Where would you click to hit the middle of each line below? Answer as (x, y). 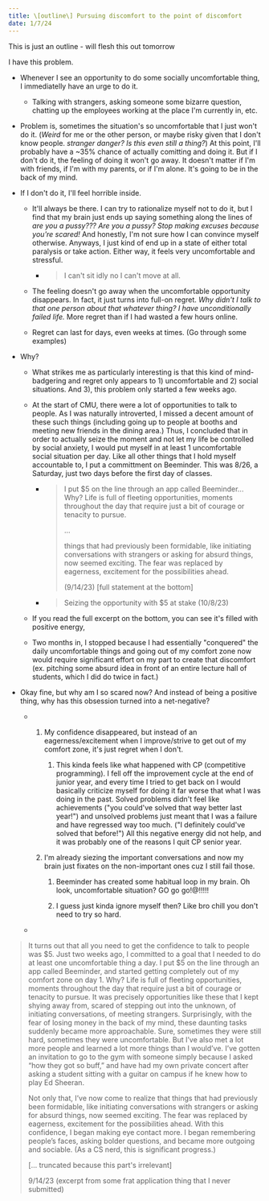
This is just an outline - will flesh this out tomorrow (92, 46)
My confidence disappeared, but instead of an (120, 732)
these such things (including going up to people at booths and (135, 422)
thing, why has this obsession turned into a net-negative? (115, 701)
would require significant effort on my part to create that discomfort (144, 659)
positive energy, (59, 627)
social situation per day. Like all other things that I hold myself (134, 456)
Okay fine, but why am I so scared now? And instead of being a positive (139, 692)
